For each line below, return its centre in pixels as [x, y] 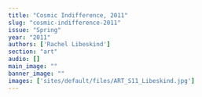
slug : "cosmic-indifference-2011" [65, 23]
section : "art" [33, 52]
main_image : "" [33, 66]
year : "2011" [29, 37]
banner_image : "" [37, 74]
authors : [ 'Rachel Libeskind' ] [59, 45]
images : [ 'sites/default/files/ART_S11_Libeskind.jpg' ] [101, 81]
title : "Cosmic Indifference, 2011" [68, 15]
